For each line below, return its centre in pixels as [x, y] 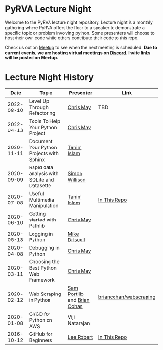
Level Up [39, 101]
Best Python [43, 268]
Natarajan [79, 323]
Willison [77, 180]
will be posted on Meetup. [32, 57]
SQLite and [41, 180]
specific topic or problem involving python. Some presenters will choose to [80, 33]
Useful [36, 193]
